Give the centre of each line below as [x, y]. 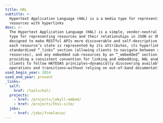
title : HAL [16, 9]
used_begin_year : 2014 [28, 73]
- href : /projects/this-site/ [44, 104]
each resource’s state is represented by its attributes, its [73, 46]
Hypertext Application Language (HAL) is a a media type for [73, 18]
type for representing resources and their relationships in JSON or [81, 37]
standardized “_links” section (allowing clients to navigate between [82, 50]
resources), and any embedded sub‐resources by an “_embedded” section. [84, 54]
